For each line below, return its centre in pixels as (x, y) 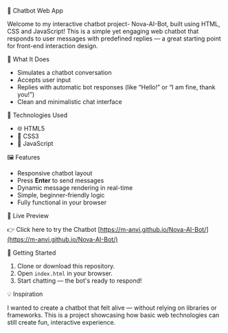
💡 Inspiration (25, 294)
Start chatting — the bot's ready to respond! (79, 281)
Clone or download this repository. (66, 266)
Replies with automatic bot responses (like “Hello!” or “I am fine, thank (116, 87)
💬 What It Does (28, 59)
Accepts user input (44, 80)
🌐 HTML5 (31, 128)
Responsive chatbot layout (55, 173)
